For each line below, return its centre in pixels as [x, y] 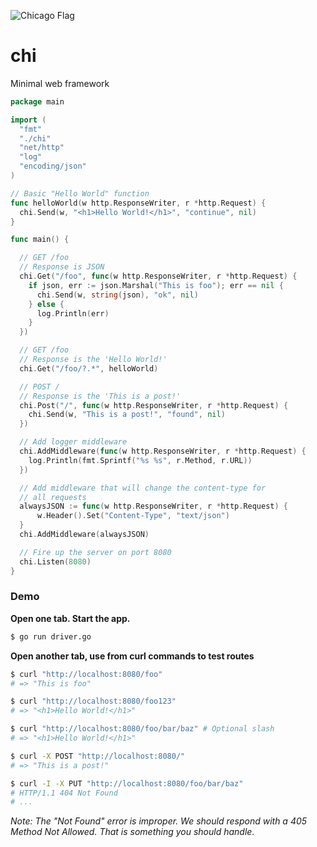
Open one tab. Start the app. [70, 618]
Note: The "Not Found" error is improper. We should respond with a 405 [159, 821]
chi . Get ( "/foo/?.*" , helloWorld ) [89, 368]
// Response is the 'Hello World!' [93, 360]
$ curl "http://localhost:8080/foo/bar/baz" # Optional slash [142, 729]
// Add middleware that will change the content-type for [143, 488]
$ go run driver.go [51, 636]
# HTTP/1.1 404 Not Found [64, 793]
